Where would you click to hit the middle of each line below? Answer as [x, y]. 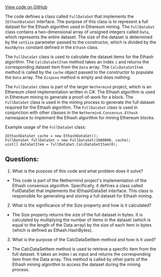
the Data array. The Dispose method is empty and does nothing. [68, 77]
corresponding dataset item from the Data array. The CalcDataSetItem [74, 67]
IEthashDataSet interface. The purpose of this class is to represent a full [77, 22]
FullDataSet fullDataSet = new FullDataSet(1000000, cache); [68, 140]
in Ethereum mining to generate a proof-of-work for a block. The [69, 97]
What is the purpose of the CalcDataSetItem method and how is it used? [84, 239]
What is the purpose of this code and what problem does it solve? [78, 171]
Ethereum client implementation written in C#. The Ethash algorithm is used [80, 92]
